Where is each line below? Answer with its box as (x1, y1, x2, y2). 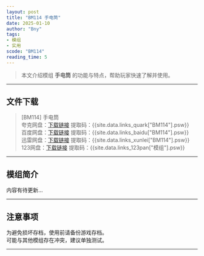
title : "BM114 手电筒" (6, 15, 61, 21)
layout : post (6, 8, 39, 15)
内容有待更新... (6, 186, 44, 194)
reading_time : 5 (6, 54, 47, 60)
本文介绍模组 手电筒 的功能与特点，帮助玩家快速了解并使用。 (21, 71, 174, 79)
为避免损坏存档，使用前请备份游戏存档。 (6, 229, 107, 237)
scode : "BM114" (6, 49, 45, 55)
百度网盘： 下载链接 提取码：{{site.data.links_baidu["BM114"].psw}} (21, 129, 189, 136)
